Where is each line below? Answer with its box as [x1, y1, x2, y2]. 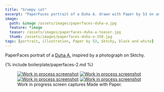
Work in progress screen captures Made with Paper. [17, 81, 122, 87]
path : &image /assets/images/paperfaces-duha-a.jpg [9, 20, 117, 26]
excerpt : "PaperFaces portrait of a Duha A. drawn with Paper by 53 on [5, 12, 154, 17]
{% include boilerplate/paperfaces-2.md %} [5, 61, 94, 67]
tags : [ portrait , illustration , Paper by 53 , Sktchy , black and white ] [5, 39, 154, 44]
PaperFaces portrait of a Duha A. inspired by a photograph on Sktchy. [5, 52, 145, 58]
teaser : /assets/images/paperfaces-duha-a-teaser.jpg [9, 30, 121, 35]
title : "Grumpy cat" [5, 7, 47, 12]
